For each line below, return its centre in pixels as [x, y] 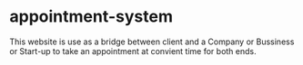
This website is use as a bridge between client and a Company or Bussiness [152, 42]
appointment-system [91, 17]
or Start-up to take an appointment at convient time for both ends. [133, 51]
